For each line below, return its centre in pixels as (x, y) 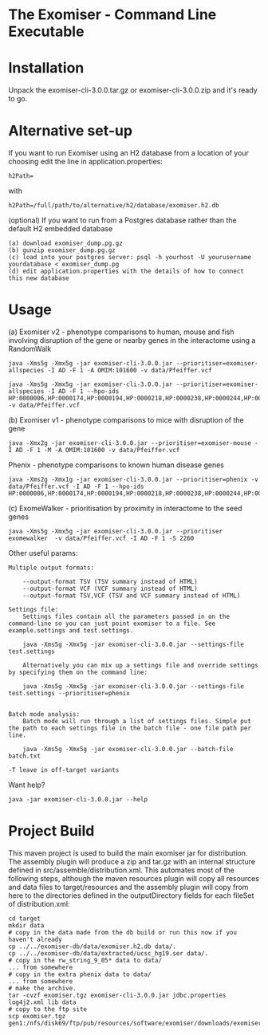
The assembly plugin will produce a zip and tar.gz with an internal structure (132, 861)
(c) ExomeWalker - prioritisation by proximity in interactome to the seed (125, 508)
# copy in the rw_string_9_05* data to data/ (85, 960)
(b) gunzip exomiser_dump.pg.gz (62, 250)
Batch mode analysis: (44, 714)
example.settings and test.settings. (71, 631)
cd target (25, 919)
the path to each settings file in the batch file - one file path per (130, 728)
